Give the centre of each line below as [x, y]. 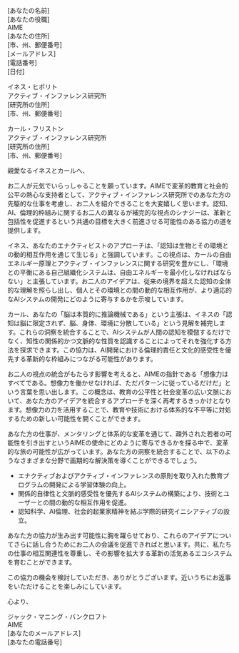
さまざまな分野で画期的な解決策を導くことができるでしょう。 [110, 460]
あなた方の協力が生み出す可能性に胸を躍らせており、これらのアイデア [110, 535]
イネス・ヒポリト [32, 87]
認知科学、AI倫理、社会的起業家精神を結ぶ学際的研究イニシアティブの [121, 511]
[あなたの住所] [29, 36]
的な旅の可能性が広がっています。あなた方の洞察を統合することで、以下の [116, 451]
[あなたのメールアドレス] [44, 633]
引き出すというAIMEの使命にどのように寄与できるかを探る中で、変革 [127, 442]
